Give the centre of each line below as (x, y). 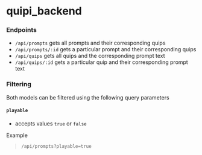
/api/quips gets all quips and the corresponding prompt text (90, 56)
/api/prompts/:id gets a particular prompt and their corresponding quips (106, 49)
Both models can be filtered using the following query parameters (88, 97)
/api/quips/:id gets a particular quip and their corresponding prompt (101, 62)
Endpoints (22, 30)
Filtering (19, 84)
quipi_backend (44, 11)
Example (17, 135)
